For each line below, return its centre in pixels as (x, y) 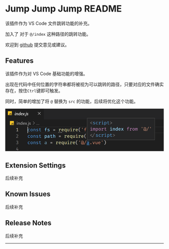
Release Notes (28, 223)
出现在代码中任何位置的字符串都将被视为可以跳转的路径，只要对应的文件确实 (84, 84)
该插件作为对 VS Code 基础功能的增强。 (47, 73)
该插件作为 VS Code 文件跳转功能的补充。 (49, 23)
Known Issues (28, 194)
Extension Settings (35, 165)
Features (19, 61)
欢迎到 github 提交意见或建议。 (37, 45)
